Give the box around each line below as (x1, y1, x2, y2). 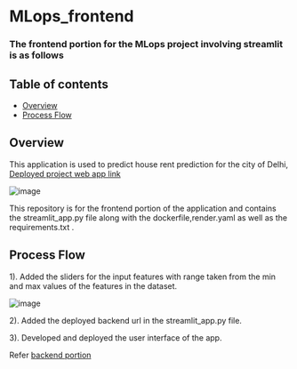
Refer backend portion (9, 349, 92, 360)
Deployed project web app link (9, 168, 122, 179)
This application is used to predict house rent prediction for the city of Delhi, (9, 158, 289, 170)
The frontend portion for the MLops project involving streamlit (9, 38, 283, 51)
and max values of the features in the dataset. (9, 280, 178, 291)
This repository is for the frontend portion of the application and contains (9, 203, 277, 213)
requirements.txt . (9, 221, 75, 232)
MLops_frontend (9, 6, 134, 27)
